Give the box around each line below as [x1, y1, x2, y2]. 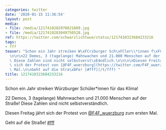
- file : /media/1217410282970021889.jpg [5, 26, 90, 31]
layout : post [5, 16, 32, 21]
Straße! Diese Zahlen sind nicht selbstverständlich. [5, 100, 109, 106]
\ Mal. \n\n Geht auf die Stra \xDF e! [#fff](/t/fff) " [9, 67, 121, 72]
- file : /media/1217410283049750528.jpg [5, 30, 90, 35]
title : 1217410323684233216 [5, 72, 63, 77]
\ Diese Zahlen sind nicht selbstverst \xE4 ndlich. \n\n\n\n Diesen [9, 58, 147, 63]
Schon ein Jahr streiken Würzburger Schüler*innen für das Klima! [5, 85, 138, 91]
